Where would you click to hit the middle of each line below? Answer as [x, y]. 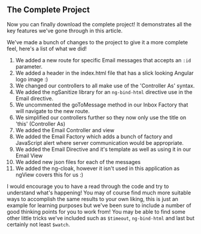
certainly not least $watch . [39, 224]
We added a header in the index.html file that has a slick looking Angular [104, 73]
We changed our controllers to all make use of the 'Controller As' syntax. [105, 86]
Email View [29, 156]
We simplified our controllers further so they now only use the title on [101, 117]
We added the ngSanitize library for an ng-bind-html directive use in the [104, 92]
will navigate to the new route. [53, 111]
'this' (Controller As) [40, 124]
